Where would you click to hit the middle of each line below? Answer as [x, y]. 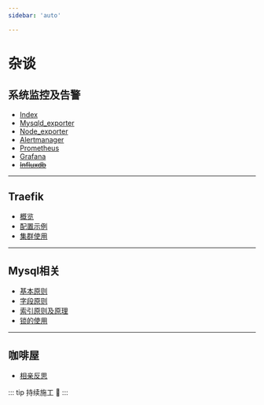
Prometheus [39, 148]
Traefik [26, 197]
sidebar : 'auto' [35, 15]
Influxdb [33, 164]
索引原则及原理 [44, 311]
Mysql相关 [34, 271]
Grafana [33, 156]
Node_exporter [44, 131]
